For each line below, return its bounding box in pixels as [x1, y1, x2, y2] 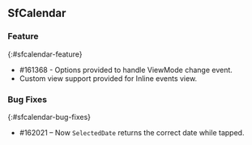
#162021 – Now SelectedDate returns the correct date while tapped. [19, 127, 245, 137]
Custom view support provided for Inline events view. [19, 73, 198, 83]
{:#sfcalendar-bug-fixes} [7, 112, 91, 122]
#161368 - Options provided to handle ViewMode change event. [19, 65, 233, 75]
